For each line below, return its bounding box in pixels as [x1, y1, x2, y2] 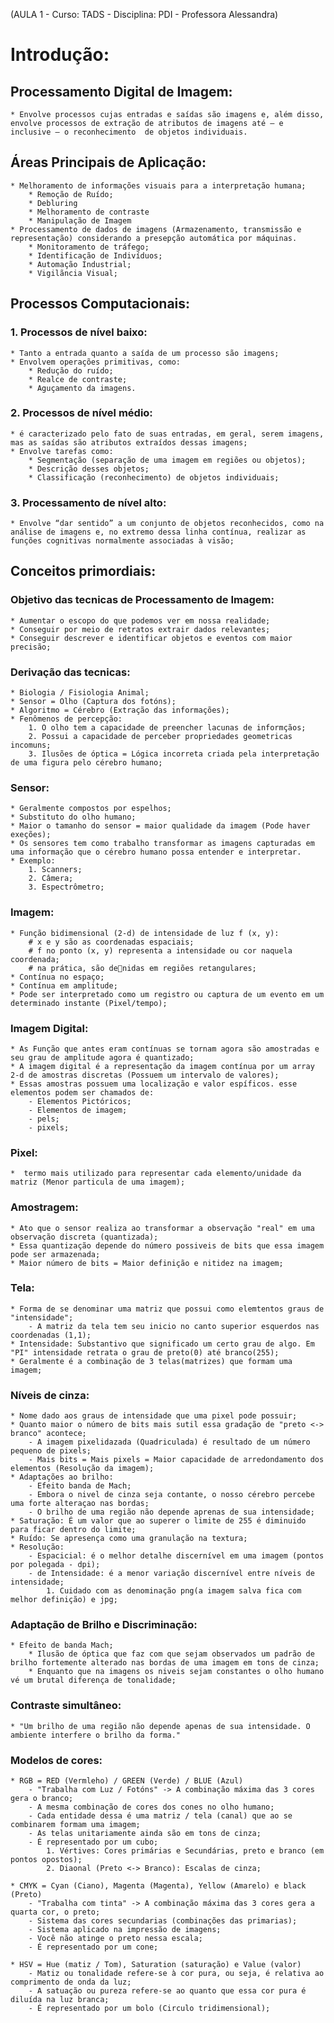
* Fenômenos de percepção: [10, 714, 123, 724]
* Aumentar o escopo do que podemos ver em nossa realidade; [10, 615, 271, 626]
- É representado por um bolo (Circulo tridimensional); [28, 2004, 271, 2014]
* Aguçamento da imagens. [28, 383, 137, 393]
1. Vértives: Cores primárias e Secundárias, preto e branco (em [46, 1846, 325, 1856]
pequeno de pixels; [10, 1446, 92, 1456]
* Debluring [28, 198, 78, 208]
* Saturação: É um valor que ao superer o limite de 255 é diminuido [10, 1516, 307, 1526]
